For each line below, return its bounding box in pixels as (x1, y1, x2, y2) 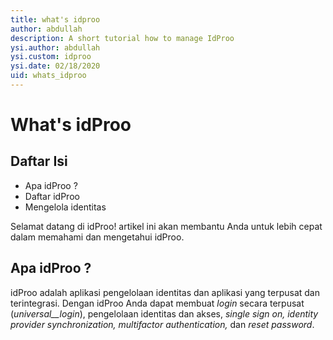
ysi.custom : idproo (10, 52, 92, 62)
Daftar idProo (24, 190, 80, 202)
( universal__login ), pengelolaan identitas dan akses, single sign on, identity (10, 307, 319, 320)
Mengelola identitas (24, 201, 107, 213)
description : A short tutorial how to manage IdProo (10, 33, 235, 43)
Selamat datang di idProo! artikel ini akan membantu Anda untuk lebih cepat (10, 220, 323, 232)
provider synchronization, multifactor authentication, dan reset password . (10, 318, 315, 330)
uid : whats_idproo (10, 71, 87, 81)
